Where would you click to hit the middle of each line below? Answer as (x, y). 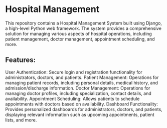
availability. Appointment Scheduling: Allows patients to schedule (72, 98)
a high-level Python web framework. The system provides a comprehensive (83, 28)
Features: (21, 60)
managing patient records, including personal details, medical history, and (81, 82)
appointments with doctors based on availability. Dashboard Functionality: (81, 104)
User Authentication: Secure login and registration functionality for (74, 72)
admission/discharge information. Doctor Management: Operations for (78, 88)
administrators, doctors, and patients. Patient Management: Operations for (82, 77)
